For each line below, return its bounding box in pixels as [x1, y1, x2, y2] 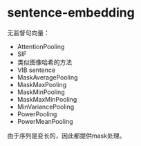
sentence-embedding [7, 5, 135, 21]
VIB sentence [17, 66, 56, 74]
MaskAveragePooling [17, 73, 78, 81]
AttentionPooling [17, 42, 65, 51]
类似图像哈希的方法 [17, 57, 73, 66]
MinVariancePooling [17, 102, 75, 111]
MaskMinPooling [17, 88, 65, 96]
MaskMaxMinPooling [17, 95, 77, 103]
